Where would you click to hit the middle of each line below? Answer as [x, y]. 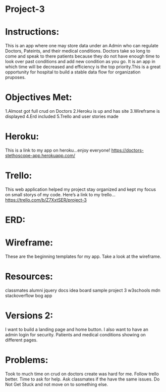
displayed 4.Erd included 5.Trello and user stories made [62, 117]
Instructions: [32, 32]
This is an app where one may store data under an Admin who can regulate [82, 46]
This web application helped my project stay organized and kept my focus [81, 189]
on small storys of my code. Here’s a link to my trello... [60, 194]
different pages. [22, 340]
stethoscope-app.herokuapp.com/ [40, 156]
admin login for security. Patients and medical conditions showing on [76, 334]
